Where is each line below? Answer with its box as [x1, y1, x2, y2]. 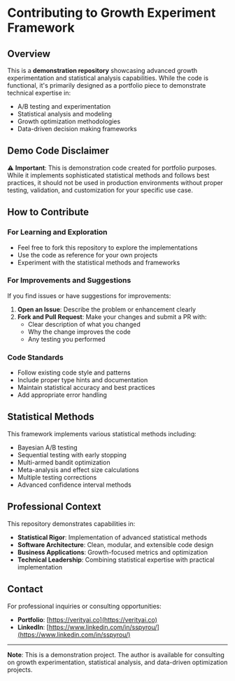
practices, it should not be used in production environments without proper [7, 178, 224, 187]
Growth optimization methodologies [17, 117, 121, 126]
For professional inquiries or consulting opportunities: [7, 602, 162, 610]
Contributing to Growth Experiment [7, 5, 216, 21]
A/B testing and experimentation [17, 102, 111, 110]
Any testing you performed [27, 335, 106, 343]
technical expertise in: [7, 89, 71, 97]
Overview [7, 48, 51, 60]
